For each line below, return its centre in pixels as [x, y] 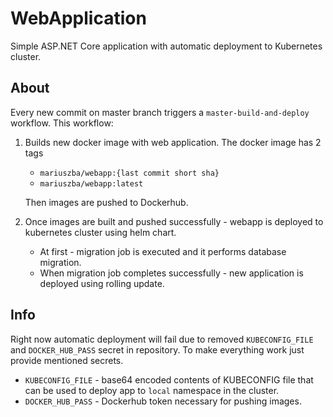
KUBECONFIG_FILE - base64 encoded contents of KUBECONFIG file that [169, 379]
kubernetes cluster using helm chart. [100, 232]
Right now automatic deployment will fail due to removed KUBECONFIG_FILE [162, 339]
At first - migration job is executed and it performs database [163, 251]
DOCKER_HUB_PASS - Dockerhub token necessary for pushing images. [163, 401]
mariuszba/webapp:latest [91, 183]
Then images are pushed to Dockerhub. [106, 202]
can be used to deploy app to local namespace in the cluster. [152, 390]
